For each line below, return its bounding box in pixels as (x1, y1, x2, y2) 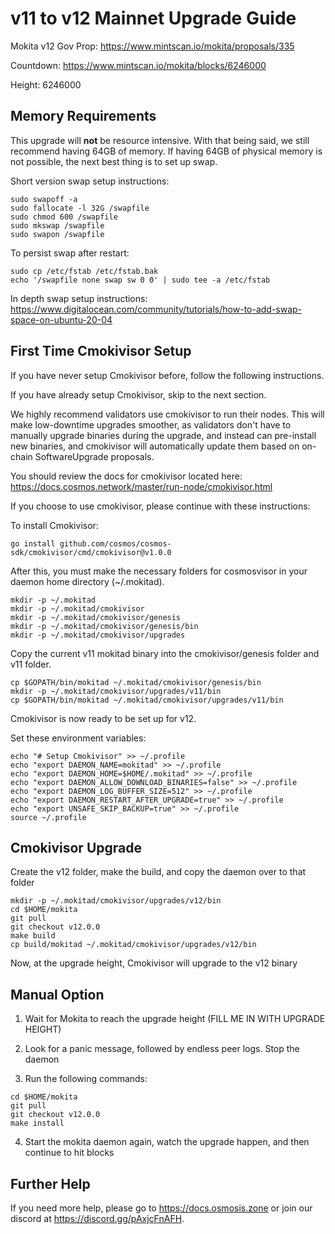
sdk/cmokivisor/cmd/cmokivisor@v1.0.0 (10, 547, 172, 557)
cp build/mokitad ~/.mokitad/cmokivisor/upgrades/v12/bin (10, 940, 257, 950)
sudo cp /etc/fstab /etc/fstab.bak (10, 266, 159, 276)
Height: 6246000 (10, 78, 82, 91)
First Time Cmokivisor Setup (10, 343, 192, 360)
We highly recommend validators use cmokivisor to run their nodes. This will (10, 408, 325, 420)
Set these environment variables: (10, 732, 147, 744)
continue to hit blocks (24, 1147, 115, 1159)
